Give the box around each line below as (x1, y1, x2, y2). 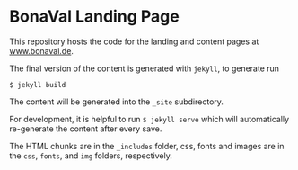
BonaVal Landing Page (9, 6, 180, 27)
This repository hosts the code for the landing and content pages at (9, 36, 259, 47)
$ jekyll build (9, 80, 66, 89)
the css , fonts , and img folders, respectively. (9, 150, 172, 161)
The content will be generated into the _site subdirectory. (9, 96, 224, 107)
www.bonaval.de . (9, 45, 74, 56)
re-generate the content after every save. (9, 123, 162, 134)
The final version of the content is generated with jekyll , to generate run (9, 63, 280, 74)
